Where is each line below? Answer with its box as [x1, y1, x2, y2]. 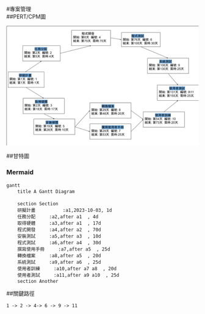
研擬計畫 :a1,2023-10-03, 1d [17, 207, 112, 214]
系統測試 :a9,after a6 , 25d [17, 259, 102, 266]
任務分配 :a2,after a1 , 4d [17, 214, 99, 220]
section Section [17, 201, 59, 207]
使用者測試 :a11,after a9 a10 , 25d [17, 272, 120, 279]
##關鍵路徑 [6, 290, 35, 298]
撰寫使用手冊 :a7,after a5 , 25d [17, 246, 110, 252]
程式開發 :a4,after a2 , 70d [17, 227, 102, 233]
